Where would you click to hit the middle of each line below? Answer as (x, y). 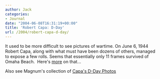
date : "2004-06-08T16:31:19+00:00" (41, 23)
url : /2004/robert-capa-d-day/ (37, 32)
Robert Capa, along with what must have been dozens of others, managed (80, 51)
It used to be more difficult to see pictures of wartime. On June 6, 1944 (77, 46)
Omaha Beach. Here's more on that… (43, 62)
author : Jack (18, 10)
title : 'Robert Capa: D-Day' (35, 28)
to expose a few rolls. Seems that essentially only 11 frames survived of (77, 56)
